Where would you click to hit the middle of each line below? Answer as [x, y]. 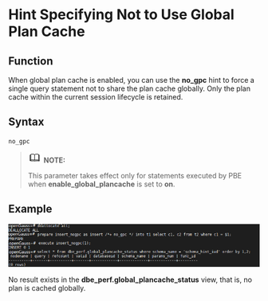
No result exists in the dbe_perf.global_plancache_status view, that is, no [130, 279]
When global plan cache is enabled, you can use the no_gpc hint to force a [132, 80]
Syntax [26, 122]
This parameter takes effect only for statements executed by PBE [135, 175]
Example [30, 209]
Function [31, 61]
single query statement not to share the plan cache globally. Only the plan [130, 88]
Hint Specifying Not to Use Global [122, 15]
